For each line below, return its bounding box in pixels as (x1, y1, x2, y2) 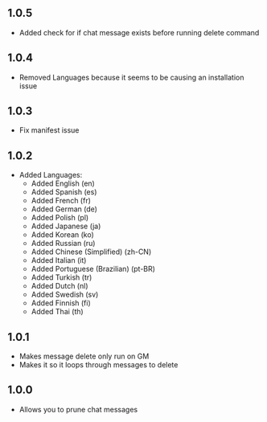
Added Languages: (18, 170, 83, 180)
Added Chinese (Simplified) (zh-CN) (31, 247, 152, 256)
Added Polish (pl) (31, 213, 89, 223)
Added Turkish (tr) (31, 272, 92, 282)
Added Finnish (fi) (31, 298, 92, 308)
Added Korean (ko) (31, 230, 94, 240)
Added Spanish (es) (31, 187, 97, 197)
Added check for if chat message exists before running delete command (18, 27, 260, 37)
